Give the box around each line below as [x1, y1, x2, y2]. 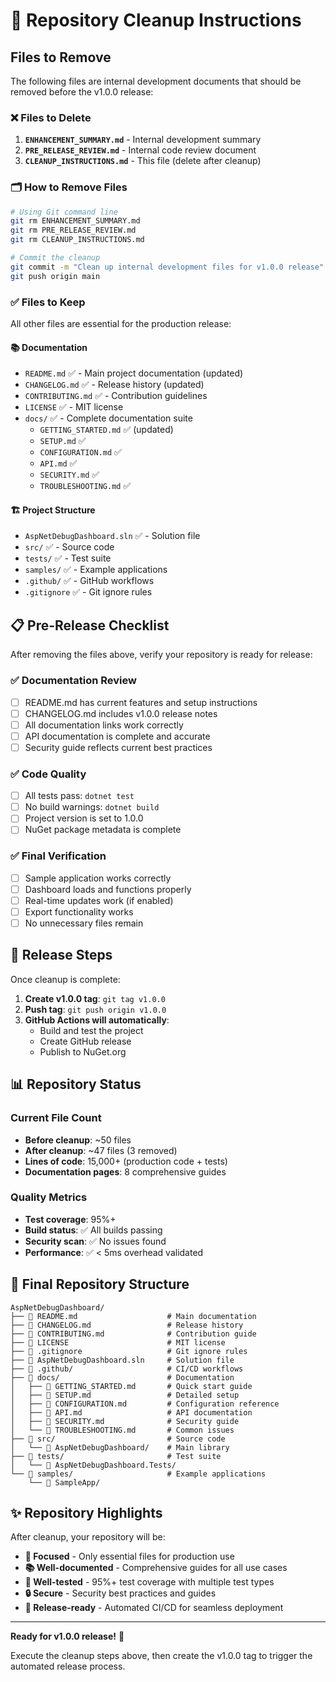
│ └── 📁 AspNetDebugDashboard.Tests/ [10, 1460, 177, 1470]
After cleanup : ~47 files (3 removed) [24, 1144, 178, 1156]
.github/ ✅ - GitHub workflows [24, 575, 155, 587]
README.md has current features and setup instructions [24, 696, 258, 708]
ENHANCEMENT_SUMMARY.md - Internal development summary [24, 134, 262, 146]
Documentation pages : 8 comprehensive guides [24, 1165, 227, 1178]
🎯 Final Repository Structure [10, 1276, 190, 1293]
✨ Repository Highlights [10, 1505, 163, 1521]
